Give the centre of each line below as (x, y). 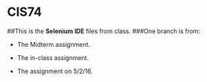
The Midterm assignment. (54, 44)
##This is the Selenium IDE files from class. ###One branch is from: (104, 31)
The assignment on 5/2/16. (55, 71)
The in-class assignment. (53, 58)
